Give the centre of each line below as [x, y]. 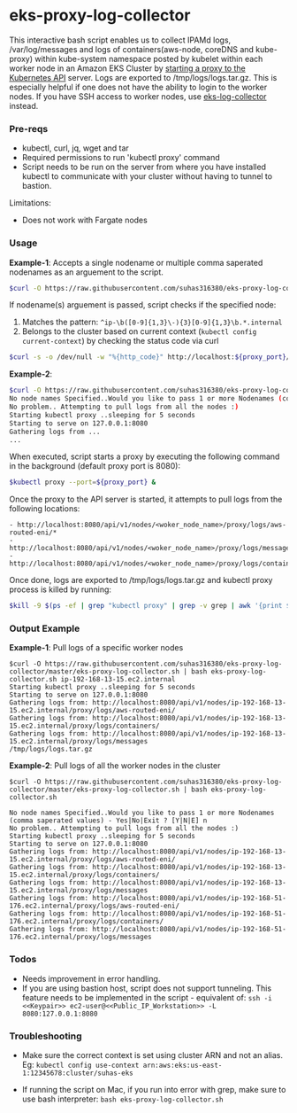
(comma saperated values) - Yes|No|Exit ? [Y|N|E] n [108, 821]
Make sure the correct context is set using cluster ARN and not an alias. [152, 1055]
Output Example [45, 628]
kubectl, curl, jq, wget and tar [76, 148]
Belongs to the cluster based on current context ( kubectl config [139, 331]
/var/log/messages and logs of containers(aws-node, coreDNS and [132, 49]
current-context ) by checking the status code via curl [120, 341]
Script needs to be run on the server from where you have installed [144, 167]
